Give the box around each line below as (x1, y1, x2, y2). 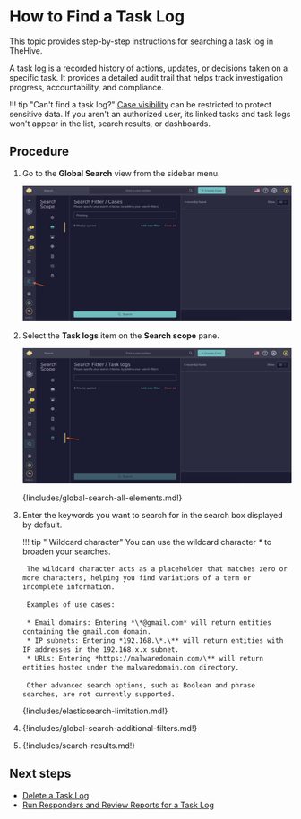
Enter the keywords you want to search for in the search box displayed (21, 509, 284, 520)
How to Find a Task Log (9, 6, 185, 27)
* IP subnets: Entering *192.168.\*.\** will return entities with (26, 636, 284, 645)
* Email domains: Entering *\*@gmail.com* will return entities (26, 618, 271, 627)
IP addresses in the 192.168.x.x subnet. (21, 644, 179, 654)
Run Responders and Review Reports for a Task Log (21, 799, 215, 810)
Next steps (9, 766, 72, 781)
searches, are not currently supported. (21, 689, 176, 699)
